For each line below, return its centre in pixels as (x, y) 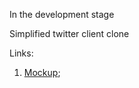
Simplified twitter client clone (69, 33)
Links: (21, 53)
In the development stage (62, 14)
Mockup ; (42, 72)
